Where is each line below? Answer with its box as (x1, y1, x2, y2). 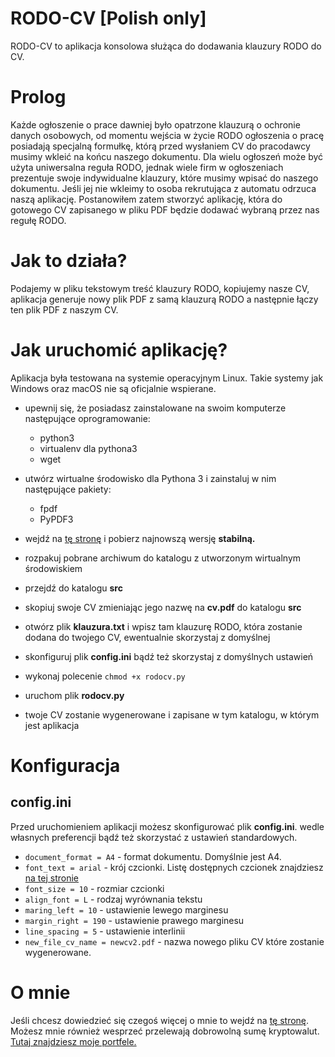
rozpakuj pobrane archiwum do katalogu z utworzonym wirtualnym (24, 552, 302, 564)
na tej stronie (24, 872, 80, 884)
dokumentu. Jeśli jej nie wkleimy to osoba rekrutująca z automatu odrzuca (10, 182, 317, 194)
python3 (39, 432, 75, 444)
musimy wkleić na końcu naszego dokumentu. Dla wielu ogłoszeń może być (10, 150, 324, 162)
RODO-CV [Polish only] (10, 7, 207, 30)
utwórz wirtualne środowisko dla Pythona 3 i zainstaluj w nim (24, 472, 277, 484)
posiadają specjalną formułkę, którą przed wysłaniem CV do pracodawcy (10, 140, 311, 152)
